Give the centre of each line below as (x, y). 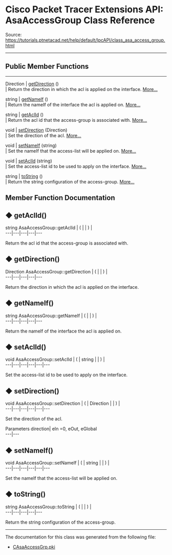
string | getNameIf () (27, 99)
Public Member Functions (47, 67)
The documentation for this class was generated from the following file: (81, 537)
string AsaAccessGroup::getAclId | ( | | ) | (49, 228)
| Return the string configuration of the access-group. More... (70, 181)
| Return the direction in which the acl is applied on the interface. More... (81, 89)
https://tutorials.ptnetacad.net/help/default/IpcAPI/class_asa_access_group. (85, 40)
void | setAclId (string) (29, 161)
